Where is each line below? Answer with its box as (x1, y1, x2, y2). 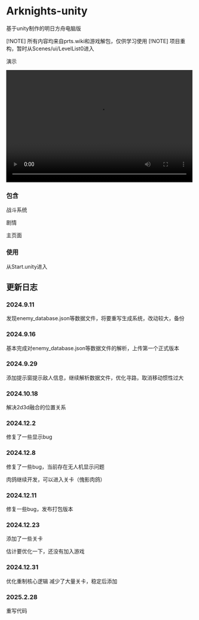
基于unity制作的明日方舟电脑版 (6, 25, 82, 32)
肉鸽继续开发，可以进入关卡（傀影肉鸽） (6, 476, 105, 483)
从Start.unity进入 (6, 263, 48, 270)
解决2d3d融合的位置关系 (6, 404, 67, 411)
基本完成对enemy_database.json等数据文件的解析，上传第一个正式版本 (6, 344, 180, 351)
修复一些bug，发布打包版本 (6, 506, 73, 512)
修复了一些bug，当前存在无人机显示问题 (6, 463, 105, 470)
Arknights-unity (6, 4, 88, 18)
